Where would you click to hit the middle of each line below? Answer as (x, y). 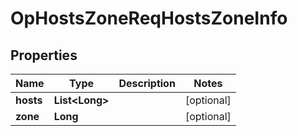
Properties (44, 55)
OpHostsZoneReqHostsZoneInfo (149, 18)
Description (147, 83)
